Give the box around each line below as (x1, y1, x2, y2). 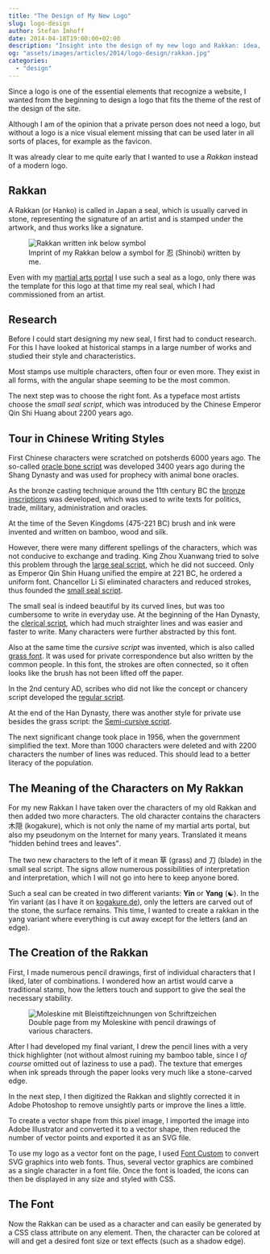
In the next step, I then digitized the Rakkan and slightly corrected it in (8, 1091, 240, 1101)
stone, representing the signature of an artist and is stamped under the (8, 214, 243, 223)
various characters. (28, 1026, 93, 1035)
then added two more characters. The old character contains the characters (8, 811, 260, 821)
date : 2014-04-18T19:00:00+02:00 (8, 34, 121, 43)
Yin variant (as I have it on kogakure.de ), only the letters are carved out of (8, 897, 253, 906)
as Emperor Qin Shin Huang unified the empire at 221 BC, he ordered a (8, 569, 243, 578)
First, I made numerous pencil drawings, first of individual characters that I (8, 967, 255, 977)
